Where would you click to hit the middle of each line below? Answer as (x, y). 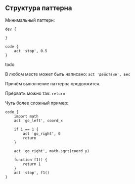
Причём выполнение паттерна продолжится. (53, 83)
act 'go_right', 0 (42, 133)
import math (26, 116)
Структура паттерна (39, 8)
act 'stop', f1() (32, 173)
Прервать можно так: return (35, 93)
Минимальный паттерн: (30, 20)
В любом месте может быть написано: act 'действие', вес (68, 74)
